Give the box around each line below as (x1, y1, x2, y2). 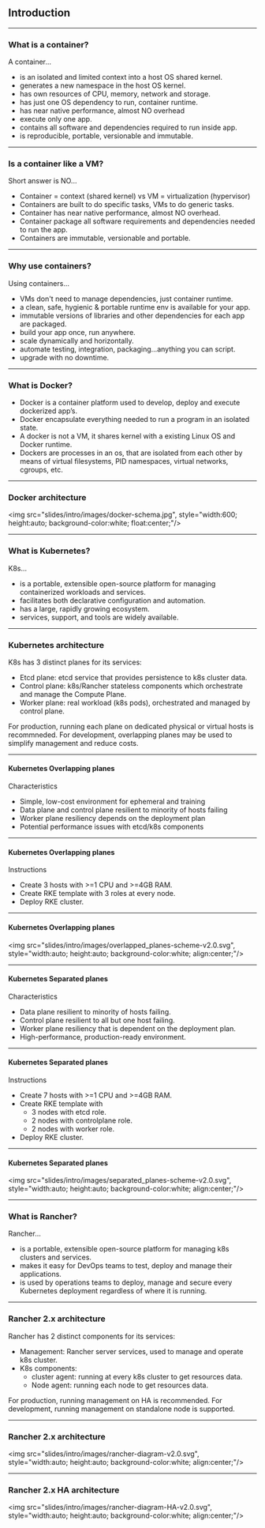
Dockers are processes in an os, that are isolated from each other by (19, 448, 243, 457)
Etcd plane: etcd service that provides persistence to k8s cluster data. (19, 672, 248, 682)
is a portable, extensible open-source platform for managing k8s (19, 1244, 230, 1254)
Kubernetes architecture (8, 639, 105, 650)
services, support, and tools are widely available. (19, 612, 179, 622)
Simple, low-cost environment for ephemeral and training (19, 797, 206, 807)
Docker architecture (8, 491, 87, 502)
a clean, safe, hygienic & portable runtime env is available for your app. (19, 302, 251, 311)
